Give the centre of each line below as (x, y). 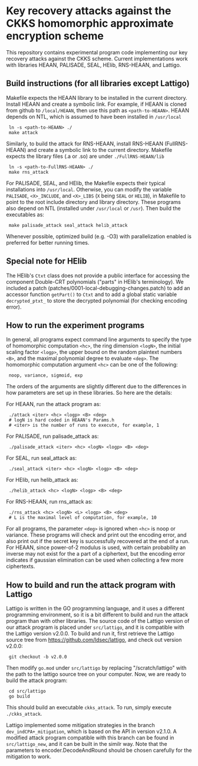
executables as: (25, 215)
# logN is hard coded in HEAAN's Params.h (62, 420)
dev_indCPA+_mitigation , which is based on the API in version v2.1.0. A (91, 732)
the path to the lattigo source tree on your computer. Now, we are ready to (96, 674)
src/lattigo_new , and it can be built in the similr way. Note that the (87, 744)
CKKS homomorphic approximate (90, 23)
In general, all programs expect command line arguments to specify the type (99, 340)
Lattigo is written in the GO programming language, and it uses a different (95, 608)
